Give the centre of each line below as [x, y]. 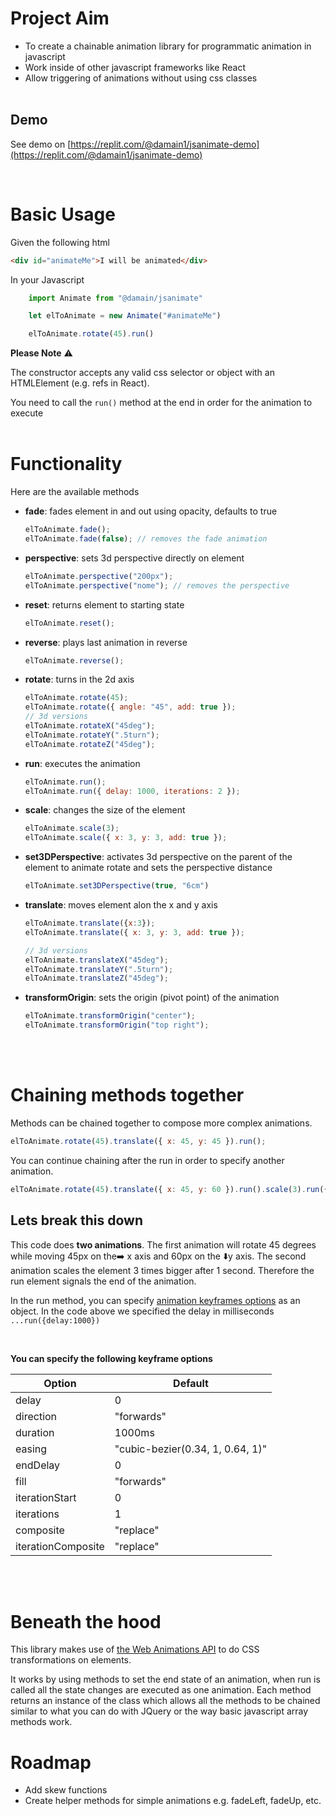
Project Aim [60, 18]
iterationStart [46, 1497]
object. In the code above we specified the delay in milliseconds [142, 1311]
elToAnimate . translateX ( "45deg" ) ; [96, 960]
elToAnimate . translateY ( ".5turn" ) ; [99, 969]
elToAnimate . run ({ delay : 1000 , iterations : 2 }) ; [132, 791]
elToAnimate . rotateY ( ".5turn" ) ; [92, 735]
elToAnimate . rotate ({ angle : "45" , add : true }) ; [130, 707]
